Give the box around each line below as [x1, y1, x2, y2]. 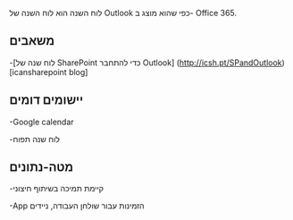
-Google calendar [9, 116, 74, 127]
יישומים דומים [9, 93, 84, 108]
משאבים [9, 33, 55, 48]
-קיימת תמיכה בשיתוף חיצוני [9, 183, 105, 194]
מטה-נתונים [9, 160, 74, 175]
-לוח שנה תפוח [9, 133, 61, 144]
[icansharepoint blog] [9, 66, 88, 77]
